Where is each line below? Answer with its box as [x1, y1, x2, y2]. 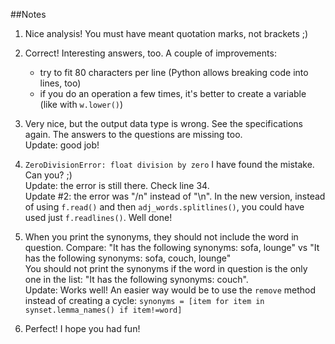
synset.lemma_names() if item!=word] [24, 305, 183, 315]
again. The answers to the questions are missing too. [24, 129, 243, 140]
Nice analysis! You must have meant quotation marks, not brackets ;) [24, 28, 309, 39]
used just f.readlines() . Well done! [24, 212, 173, 223]
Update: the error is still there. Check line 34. [24, 180, 210, 191]
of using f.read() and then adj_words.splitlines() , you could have [24, 201, 305, 213]
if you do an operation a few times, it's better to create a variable [39, 88, 307, 99]
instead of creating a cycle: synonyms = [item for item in [24, 295, 265, 306]
